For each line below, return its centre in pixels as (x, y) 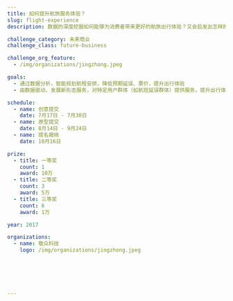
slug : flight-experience (43, 20)
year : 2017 (23, 225)
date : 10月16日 (41, 141)
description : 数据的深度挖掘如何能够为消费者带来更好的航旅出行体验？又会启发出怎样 (115, 26)
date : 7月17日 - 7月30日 (53, 115)
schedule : (21, 103)
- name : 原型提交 (36, 122)
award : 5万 (35, 193)
